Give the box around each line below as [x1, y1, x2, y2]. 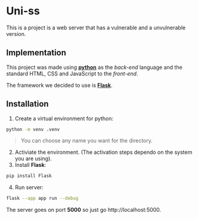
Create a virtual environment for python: [14, 115, 114, 122]
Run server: [14, 184, 44, 191]
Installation [6, 99, 49, 109]
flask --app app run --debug [6, 196, 79, 202]
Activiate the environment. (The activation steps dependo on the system [14, 148, 193, 156]
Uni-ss [6, 4, 40, 18]
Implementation [6, 48, 67, 58]
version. [6, 30, 26, 37]
